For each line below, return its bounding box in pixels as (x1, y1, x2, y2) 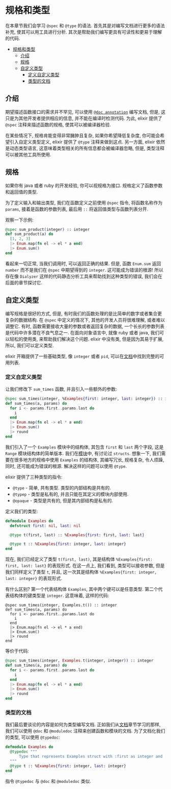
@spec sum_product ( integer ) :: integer (5, 227, 90, 232)
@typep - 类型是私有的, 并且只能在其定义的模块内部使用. (12, 491, 129, 497)
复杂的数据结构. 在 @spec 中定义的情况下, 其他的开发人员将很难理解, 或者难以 (5, 317, 165, 323)
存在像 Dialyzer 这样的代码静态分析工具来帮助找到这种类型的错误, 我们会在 (5, 273, 163, 279)
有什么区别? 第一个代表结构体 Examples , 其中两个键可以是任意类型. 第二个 (5, 586, 159, 592)
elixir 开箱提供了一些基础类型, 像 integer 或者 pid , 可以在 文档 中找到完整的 (5, 353, 160, 359)
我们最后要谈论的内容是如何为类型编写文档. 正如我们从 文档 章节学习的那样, (5, 722, 161, 728)
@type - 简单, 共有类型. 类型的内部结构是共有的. (12, 485, 111, 491)
